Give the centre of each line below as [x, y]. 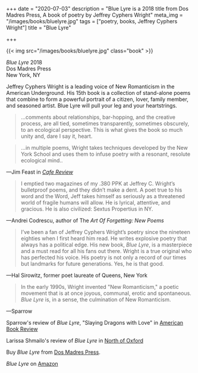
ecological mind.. [42, 160]
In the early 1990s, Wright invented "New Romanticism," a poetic [100, 287]
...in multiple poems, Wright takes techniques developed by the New [104, 148]
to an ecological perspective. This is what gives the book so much [102, 130]
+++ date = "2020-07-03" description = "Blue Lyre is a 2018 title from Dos [98, 9]
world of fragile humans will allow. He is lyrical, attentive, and [95, 203]
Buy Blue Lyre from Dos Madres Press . [54, 352]
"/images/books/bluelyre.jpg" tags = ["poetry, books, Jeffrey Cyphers [92, 21]
